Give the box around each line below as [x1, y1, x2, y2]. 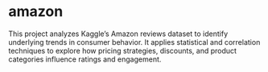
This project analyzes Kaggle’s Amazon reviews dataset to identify [8, 29, 228, 38]
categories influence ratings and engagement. [8, 54, 162, 64]
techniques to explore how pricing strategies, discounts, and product [8, 46, 237, 55]
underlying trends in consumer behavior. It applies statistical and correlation [8, 37, 261, 46]
